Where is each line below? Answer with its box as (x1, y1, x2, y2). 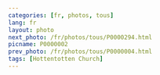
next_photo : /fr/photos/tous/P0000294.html (8, 33, 153, 41)
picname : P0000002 (8, 41, 68, 48)
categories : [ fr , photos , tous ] (8, 11, 114, 20)
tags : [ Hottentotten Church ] (8, 55, 104, 63)
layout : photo (8, 26, 55, 34)
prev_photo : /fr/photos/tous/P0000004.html (8, 48, 153, 55)
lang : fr (8, 19, 37, 27)
